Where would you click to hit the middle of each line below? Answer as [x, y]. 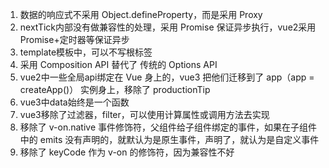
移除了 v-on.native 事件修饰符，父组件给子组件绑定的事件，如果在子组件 [168, 127]
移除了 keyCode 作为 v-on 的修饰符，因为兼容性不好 [127, 152]
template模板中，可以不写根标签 [86, 52]
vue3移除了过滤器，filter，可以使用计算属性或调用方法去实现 [144, 114]
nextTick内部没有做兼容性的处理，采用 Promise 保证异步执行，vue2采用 [168, 27]
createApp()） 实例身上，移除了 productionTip [115, 89]
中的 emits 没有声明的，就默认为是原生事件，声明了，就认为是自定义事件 [169, 139]
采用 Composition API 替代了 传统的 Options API [118, 64]
